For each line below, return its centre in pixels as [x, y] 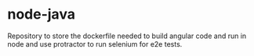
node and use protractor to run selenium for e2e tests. [95, 44]
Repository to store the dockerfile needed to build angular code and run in [127, 36]
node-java [42, 14]
